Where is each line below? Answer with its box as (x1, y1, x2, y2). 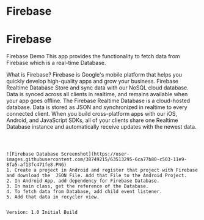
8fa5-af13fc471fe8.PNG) (6, 162, 67, 168)
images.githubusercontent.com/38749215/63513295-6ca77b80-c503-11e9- (6, 156, 188, 163)
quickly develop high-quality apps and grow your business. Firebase (6, 78, 179, 85)
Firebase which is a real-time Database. (6, 59, 106, 67)
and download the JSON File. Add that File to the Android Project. (6, 173, 188, 179)
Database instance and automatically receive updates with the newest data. (6, 123, 197, 131)
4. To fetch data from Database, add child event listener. (6, 189, 163, 195)
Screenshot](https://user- (60, 151, 130, 157)
